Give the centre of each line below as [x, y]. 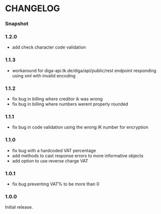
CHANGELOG [32, 9]
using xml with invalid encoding [44, 75]
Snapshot [17, 24]
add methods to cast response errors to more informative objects [78, 156]
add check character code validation [49, 47]
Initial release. [19, 207]
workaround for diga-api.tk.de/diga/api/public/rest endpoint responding [84, 71]
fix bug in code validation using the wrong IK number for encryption [80, 127]
